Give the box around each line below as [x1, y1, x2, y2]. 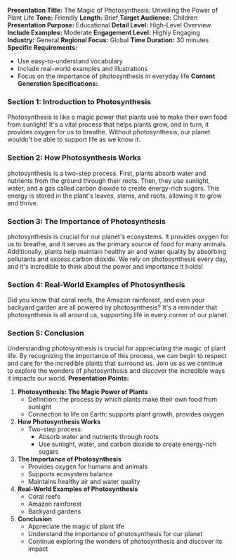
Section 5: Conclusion [7, 329, 84, 338]
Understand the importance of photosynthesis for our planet [27, 530, 203, 538]
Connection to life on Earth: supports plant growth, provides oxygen [27, 410, 225, 419]
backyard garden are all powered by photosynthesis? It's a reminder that [7, 303, 218, 312]
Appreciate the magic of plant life [27, 522, 125, 530]
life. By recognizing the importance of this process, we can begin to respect [7, 352, 227, 360]
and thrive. [7, 198, 39, 207]
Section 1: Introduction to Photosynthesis [7, 96, 152, 106]
